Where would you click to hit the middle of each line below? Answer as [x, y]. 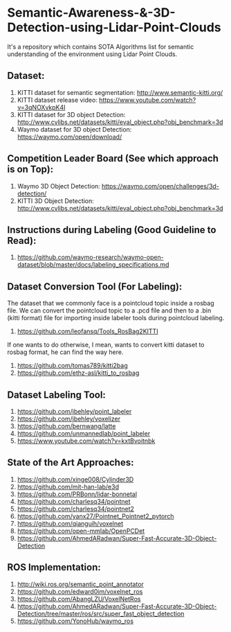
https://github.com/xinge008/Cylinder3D [75, 479]
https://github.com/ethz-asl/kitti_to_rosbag [78, 373]
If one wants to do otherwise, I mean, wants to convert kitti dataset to [106, 345]
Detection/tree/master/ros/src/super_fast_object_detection [101, 613]
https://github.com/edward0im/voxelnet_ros [80, 591]
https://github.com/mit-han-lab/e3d [68, 486]
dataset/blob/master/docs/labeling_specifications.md [93, 265]
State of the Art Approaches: [71, 463]
